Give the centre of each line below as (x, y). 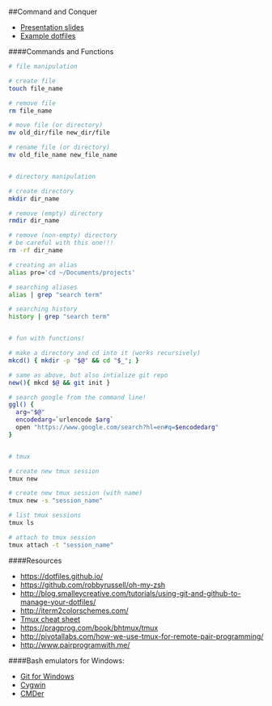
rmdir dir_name (34, 221)
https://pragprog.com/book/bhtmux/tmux (89, 628)
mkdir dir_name (34, 199)
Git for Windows (47, 676)
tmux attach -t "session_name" (61, 545)
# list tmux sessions (45, 516)
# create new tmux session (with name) (76, 493)
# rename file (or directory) (59, 148)
